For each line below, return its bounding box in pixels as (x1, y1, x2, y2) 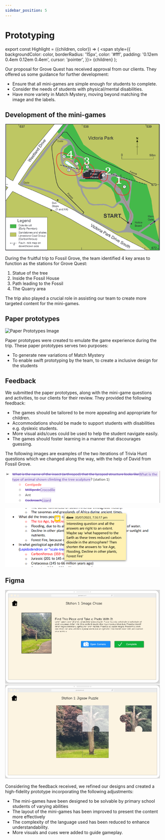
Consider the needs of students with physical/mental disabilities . (12, 86, 143, 92)
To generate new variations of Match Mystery (12, 352, 105, 358)
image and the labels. (12, 96, 56, 102)
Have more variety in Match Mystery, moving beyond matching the (12, 91, 147, 97)
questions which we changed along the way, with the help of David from (5, 456, 151, 462)
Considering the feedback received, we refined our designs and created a (5, 783, 155, 789)
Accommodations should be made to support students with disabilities (12, 420, 155, 426)
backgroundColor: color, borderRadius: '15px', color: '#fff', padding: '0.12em (5, 51, 158, 57)
